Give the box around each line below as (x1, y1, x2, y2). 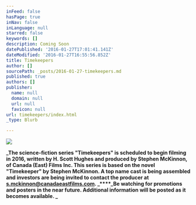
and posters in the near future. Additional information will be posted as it (6, 186, 186, 193)
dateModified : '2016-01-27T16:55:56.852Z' (6, 52, 111, 58)
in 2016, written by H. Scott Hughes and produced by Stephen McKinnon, (6, 155, 188, 162)
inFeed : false (6, 8, 41, 15)
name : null (11, 90, 38, 96)
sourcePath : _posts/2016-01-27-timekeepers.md (6, 68, 122, 74)
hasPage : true (6, 14, 41, 20)
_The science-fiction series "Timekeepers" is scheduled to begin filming (6, 150, 187, 157)
